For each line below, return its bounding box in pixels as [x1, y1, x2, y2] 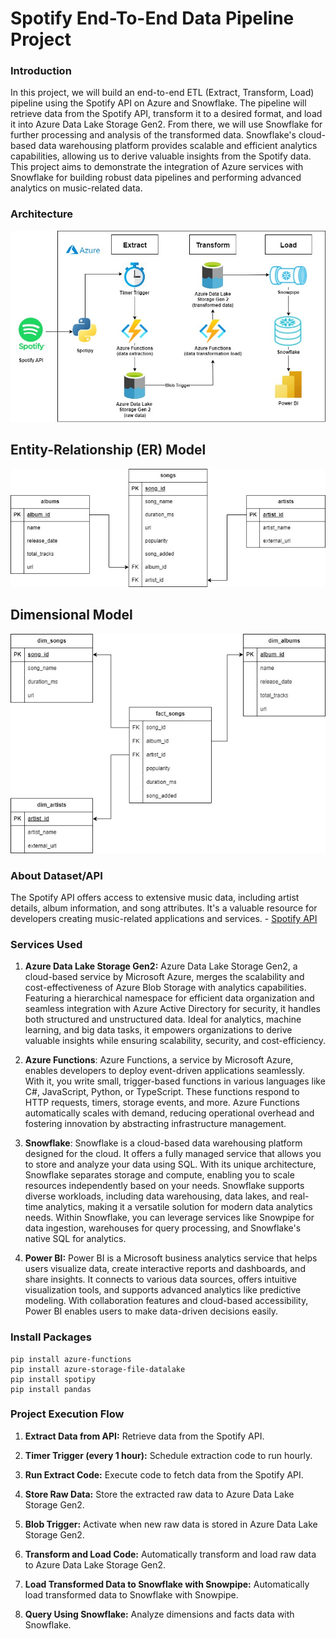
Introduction [10, 64, 72, 78]
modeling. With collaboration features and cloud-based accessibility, [24, 1295, 309, 1307]
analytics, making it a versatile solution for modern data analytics [45, 1201, 313, 1213]
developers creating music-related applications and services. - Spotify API [10, 912, 318, 924]
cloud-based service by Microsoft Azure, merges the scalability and [24, 971, 305, 983]
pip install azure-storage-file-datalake [10, 1364, 186, 1374]
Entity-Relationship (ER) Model [10, 442, 207, 459]
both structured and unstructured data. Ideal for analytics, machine [24, 1013, 302, 1026]
